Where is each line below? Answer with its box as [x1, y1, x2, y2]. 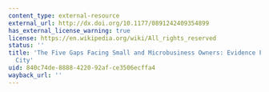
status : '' [8, 42, 45, 50]
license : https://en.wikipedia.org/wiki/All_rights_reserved [8, 34, 217, 42]
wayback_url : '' [8, 71, 62, 79]
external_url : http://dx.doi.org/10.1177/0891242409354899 [8, 19, 210, 27]
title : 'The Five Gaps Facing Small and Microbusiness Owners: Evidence [8, 49, 256, 57]
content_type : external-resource [8, 11, 120, 20]
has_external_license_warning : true [8, 26, 130, 34]
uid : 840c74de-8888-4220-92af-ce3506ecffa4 [8, 64, 156, 72]
